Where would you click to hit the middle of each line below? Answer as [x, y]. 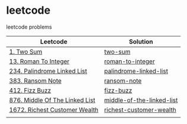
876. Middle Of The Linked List [52, 100]
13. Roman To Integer [39, 61]
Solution [141, 41]
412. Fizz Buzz [30, 90]
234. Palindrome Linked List [48, 71]
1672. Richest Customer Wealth [54, 110]
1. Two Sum [26, 51]
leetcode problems [29, 27]
